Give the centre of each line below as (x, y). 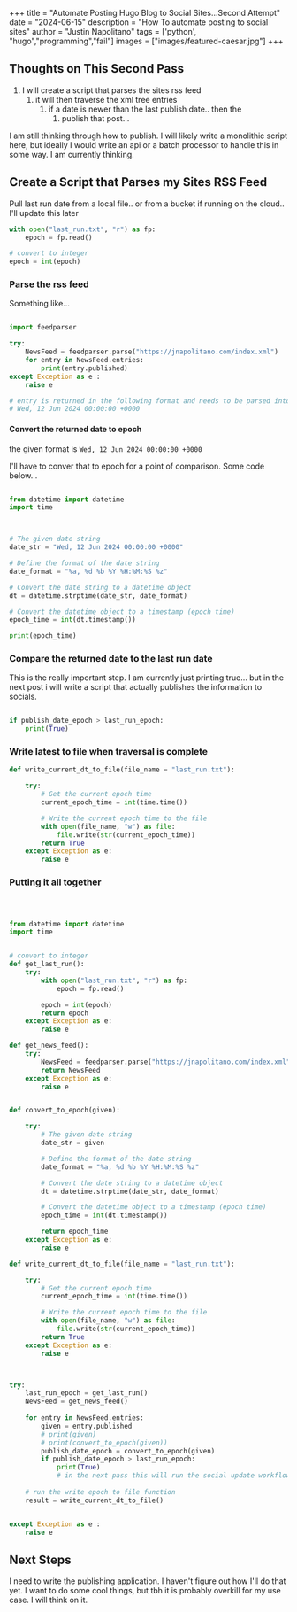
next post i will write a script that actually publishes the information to (136, 687)
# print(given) (69, 1434)
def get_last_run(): (47, 965)
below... (23, 475)
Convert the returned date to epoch (76, 429)
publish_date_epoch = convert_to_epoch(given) (128, 1451)
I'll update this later (44, 213)
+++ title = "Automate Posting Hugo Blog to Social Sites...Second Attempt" (145, 13)
